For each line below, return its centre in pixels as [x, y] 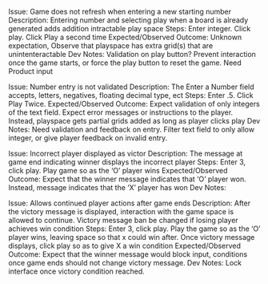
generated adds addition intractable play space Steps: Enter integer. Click [130, 28]
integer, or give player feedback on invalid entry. [88, 138]
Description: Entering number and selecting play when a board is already [128, 20]
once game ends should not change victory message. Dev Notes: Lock [125, 263]
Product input [31, 71]
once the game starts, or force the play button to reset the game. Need [125, 63]
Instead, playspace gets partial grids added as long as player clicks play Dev [134, 121]
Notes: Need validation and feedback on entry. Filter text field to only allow [131, 129]
